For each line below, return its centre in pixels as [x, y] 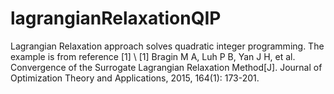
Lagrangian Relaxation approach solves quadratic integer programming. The [167, 46]
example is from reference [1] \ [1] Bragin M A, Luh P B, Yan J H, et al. [153, 56]
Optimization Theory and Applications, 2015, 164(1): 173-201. [135, 78]
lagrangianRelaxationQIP [116, 18]
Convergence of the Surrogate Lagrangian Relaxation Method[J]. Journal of [166, 67]
